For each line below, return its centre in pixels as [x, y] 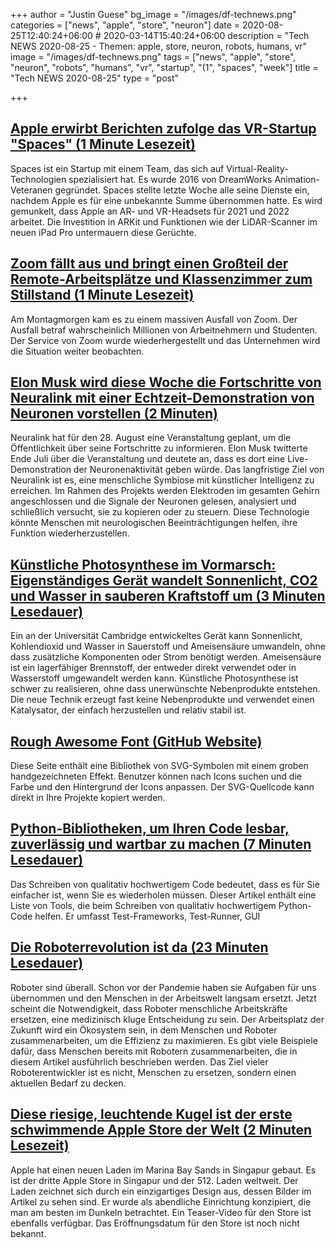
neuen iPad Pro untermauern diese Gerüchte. [103, 232]
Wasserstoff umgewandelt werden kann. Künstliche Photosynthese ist [154, 678]
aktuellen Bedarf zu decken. [68, 1083]
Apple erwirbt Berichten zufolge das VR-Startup [163, 129]
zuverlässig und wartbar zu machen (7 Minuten [161, 844]
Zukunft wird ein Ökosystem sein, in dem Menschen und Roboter [144, 1030]
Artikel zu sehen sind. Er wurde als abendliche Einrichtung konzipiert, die [161, 1201]
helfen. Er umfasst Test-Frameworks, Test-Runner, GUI [147, 916]
